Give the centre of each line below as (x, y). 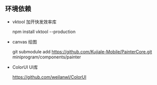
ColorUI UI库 (25, 67)
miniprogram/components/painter (47, 57)
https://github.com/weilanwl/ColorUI (49, 77)
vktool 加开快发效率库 (34, 22)
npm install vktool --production (44, 32)
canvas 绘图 (24, 42)
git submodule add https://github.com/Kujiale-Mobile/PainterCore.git (82, 51)
